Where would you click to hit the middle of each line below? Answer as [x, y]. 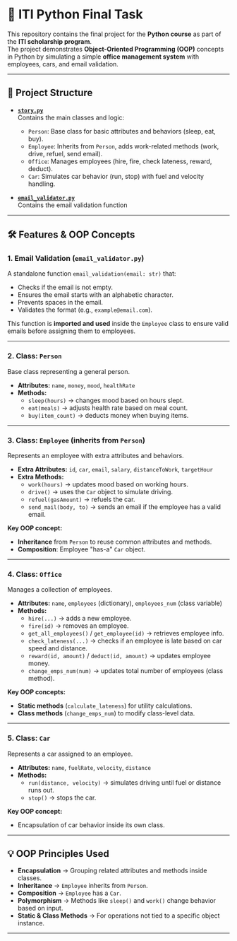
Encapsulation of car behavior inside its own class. [91, 825]
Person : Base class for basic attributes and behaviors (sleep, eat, [122, 131]
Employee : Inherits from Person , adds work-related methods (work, [123, 146]
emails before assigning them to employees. [72, 331]
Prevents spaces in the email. [60, 303]
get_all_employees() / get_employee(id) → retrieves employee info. [126, 633]
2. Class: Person [35, 356]
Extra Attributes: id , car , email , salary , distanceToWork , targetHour [115, 469]
